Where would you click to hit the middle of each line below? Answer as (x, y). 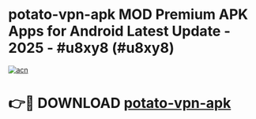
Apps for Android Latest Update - (119, 31)
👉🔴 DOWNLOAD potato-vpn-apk (120, 103)
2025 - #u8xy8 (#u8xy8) (91, 48)
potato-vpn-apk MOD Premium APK (128, 15)
